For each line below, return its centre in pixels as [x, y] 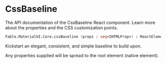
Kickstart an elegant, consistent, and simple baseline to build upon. [73, 46]
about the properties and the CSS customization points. [62, 27]
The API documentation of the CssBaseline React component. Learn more [80, 22]
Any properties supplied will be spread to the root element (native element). [82, 55]
